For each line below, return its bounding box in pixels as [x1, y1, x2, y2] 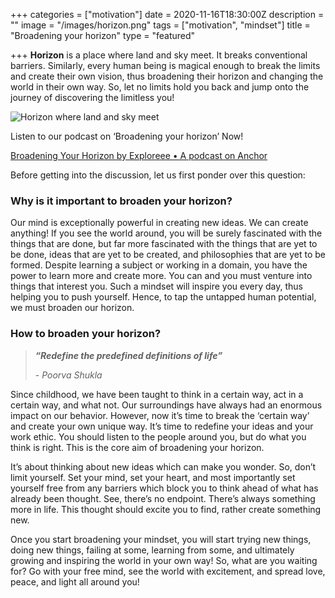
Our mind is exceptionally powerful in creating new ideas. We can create [10, 217, 309, 229]
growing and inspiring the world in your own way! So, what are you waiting [10, 554, 318, 566]
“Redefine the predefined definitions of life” [34, 349, 223, 361]
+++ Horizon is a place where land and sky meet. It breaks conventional [10, 49, 308, 61]
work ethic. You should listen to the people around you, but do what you [10, 430, 307, 443]
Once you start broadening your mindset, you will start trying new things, [10, 533, 312, 545]
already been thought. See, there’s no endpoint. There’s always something [10, 492, 316, 504]
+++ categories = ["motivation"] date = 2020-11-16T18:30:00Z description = [10, 9, 325, 20]
